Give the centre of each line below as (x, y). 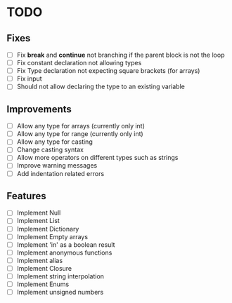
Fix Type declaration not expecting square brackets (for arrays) (108, 71)
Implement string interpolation (60, 276)
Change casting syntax (50, 150)
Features (26, 196)
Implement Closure (44, 268)
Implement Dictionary (48, 229)
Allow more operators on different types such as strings (97, 158)
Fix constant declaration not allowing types (79, 63)
